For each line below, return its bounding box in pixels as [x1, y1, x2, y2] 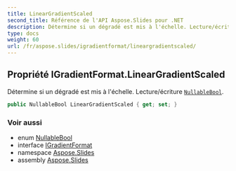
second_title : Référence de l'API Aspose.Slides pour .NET [7, 17, 184, 24]
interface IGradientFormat [17, 141, 93, 149]
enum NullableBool [17, 133, 72, 142]
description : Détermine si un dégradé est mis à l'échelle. [7, 23, 188, 30]
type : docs [7, 29, 39, 37]
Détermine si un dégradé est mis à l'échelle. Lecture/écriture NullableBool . [7, 87, 224, 95]
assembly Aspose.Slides [17, 156, 89, 164]
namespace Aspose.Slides [17, 148, 95, 156]
